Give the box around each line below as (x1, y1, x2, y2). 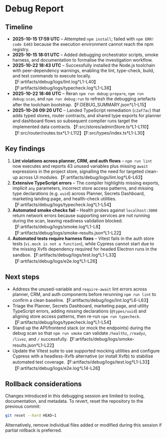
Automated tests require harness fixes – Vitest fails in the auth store (12, 235, 154, 241)
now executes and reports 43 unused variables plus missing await (12, 163, 148, 169)
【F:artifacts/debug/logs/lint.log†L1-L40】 (12, 79, 98, 84)
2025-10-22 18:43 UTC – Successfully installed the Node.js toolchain (12, 63, 155, 68)
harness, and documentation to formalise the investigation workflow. (12, 57, 153, 63)
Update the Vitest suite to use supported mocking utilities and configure (12, 348, 160, 354)
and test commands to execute (12, 73, 76, 78)
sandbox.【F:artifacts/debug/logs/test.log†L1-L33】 (12, 252, 119, 258)
